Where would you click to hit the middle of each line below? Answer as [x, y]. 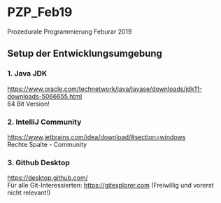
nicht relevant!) [29, 192]
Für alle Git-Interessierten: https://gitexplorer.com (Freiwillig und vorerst [110, 185]
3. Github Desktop [38, 162]
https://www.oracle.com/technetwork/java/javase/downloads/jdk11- [105, 89]
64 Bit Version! [29, 104]
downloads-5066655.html [45, 96]
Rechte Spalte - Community [47, 144]
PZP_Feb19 [40, 12]
